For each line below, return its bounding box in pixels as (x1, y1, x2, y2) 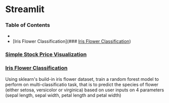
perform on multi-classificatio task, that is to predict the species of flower (5, 81, 158, 87)
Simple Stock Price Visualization (5, 51, 87, 58)
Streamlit (5, 4, 45, 15)
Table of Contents (5, 22, 51, 29)
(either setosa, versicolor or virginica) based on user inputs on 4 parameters (5, 87, 164, 93)
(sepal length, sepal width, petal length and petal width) (5, 92, 121, 98)
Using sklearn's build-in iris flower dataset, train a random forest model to (5, 76, 159, 82)
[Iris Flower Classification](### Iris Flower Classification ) (12, 38, 131, 44)
